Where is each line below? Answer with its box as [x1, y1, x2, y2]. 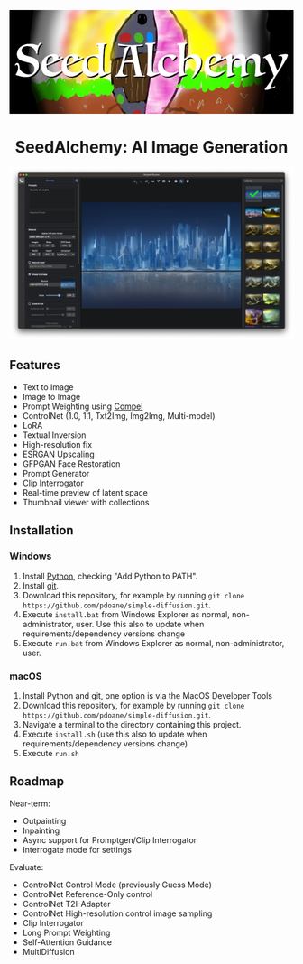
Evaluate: [9, 861, 44, 872]
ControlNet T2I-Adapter [22, 898, 111, 909]
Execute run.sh [22, 747, 79, 758]
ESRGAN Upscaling [22, 449, 95, 459]
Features [9, 357, 60, 373]
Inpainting [22, 825, 60, 836]
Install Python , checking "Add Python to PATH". [22, 570, 198, 581]
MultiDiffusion [22, 946, 75, 957]
